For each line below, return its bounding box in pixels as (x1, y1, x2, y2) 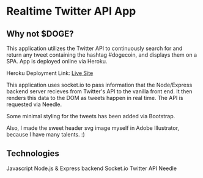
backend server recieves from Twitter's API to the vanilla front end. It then (6, 88, 193, 95)
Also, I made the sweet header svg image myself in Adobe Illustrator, (6, 124, 179, 132)
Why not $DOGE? (6, 29, 75, 39)
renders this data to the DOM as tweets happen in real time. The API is (6, 94, 183, 101)
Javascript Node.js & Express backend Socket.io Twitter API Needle (6, 165, 177, 172)
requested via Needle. (6, 101, 62, 108)
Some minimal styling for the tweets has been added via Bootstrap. (6, 113, 175, 119)
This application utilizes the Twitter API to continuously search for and (6, 44, 183, 52)
